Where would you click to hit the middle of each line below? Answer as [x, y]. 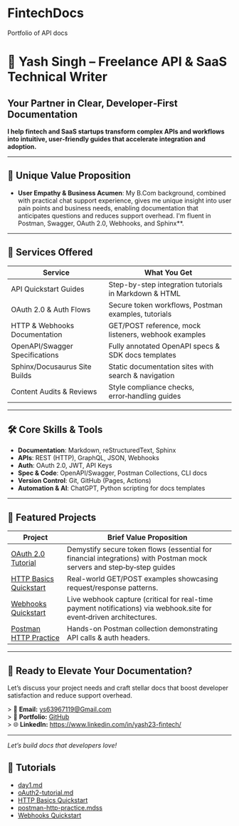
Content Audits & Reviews [54, 392]
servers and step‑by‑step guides [121, 567]
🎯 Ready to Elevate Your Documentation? [100, 671]
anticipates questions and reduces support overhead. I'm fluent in [114, 215]
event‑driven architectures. [112, 617]
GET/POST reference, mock [155, 325]
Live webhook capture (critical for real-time [140, 599]
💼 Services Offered [50, 252]
